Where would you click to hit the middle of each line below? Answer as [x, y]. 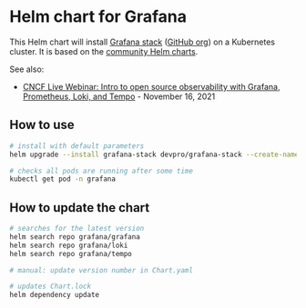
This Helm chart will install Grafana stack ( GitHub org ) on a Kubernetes [143, 42]
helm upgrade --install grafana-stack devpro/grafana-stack [126, 154]
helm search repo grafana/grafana [75, 237]
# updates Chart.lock [51, 287]
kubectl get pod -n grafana [63, 179]
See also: [27, 69]
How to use [42, 125]
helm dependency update [55, 295]
